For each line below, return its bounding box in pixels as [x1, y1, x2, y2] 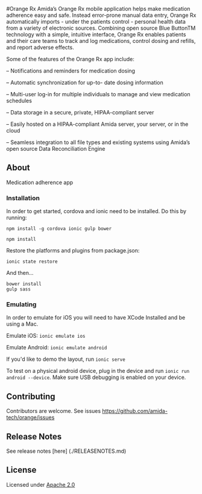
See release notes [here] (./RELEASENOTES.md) [6, 447, 127, 455]
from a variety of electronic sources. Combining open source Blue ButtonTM [6, 24, 196, 31]
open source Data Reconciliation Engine [6, 145, 106, 152]
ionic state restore [6, 259, 58, 265]
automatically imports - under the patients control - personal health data [6, 18, 186, 25]
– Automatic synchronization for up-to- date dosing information [6, 79, 164, 86]
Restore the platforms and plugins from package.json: [6, 247, 140, 254]
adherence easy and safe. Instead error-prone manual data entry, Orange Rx [6, 12, 197, 19]
